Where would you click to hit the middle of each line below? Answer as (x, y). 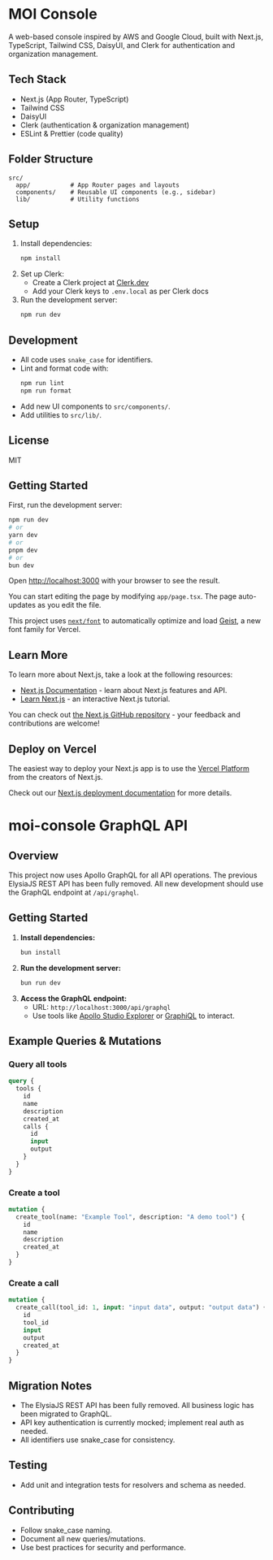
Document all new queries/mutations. (83, 1538)
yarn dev (23, 535)
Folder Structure (51, 159)
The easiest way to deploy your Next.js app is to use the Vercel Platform (129, 769)
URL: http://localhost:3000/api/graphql (102, 1007)
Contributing (41, 1511)
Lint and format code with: (64, 368)
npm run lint (42, 383)
